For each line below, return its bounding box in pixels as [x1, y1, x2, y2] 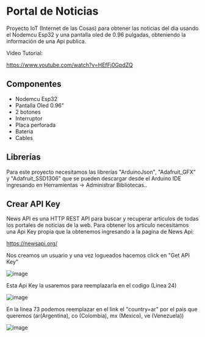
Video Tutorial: [6, 49, 43, 56]
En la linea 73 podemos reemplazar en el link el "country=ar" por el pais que [6, 306, 198, 313]
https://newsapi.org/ [6, 240, 58, 247]
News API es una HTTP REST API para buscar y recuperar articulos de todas [6, 215, 199, 223]
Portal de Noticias [6, 4, 99, 18]
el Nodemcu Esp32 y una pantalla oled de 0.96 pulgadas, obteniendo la [6, 31, 186, 38]
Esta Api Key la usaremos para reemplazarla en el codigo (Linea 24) [6, 282, 177, 289]
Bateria [15, 127, 34, 135]
